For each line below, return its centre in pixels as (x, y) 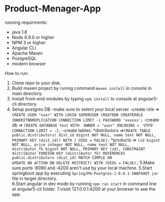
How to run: (17, 73)
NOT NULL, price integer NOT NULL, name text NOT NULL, (71, 144)
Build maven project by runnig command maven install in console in (82, 88)
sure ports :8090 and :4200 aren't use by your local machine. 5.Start (82, 168)
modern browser (29, 64)
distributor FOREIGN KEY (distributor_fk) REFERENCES (68, 153)
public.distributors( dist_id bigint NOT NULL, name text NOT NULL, (84, 135)
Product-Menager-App (53, 9)
